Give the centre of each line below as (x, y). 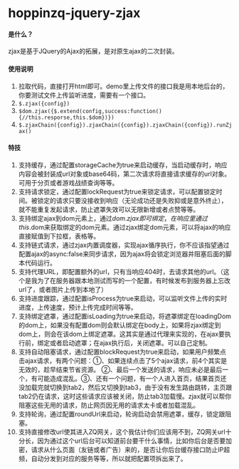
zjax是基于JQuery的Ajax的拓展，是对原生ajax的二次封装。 (93, 51)
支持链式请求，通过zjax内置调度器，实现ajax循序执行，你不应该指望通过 (124, 245)
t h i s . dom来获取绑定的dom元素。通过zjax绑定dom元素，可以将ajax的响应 (124, 227)
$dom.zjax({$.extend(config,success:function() (90, 111)
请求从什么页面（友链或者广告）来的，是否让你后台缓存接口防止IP (127, 449)
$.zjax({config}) (44, 104)
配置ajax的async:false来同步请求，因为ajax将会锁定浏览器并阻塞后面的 (122, 253)
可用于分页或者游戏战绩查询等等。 (68, 182)
